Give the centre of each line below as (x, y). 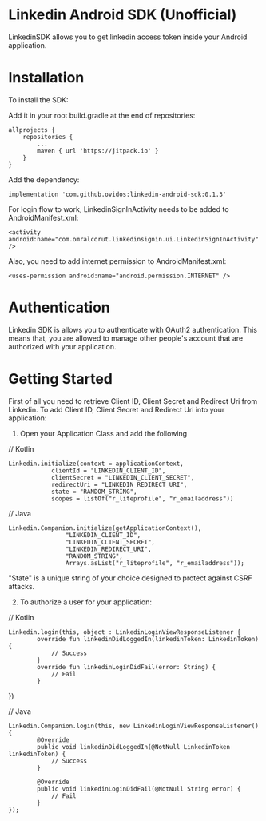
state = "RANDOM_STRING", (94, 492)
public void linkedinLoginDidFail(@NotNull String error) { (139, 789)
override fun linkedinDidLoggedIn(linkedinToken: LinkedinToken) (148, 639)
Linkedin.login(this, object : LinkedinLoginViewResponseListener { (125, 632)
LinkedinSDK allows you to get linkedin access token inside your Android (128, 37)
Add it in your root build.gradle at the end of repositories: (102, 115)
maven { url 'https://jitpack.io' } (98, 151)
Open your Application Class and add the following (103, 433)
